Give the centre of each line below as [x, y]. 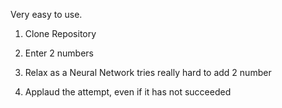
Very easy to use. [46, 14]
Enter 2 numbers [59, 53]
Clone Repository [60, 33]
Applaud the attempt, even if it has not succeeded [128, 92]
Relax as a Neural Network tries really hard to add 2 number [148, 72]
